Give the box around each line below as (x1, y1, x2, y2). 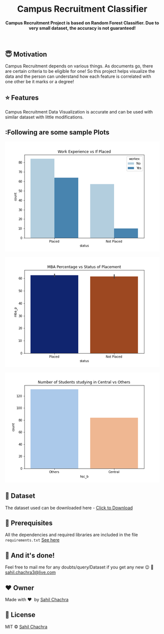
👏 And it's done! (5, 551, 55, 560)
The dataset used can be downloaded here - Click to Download (5, 505, 133, 511)
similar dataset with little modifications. (5, 114, 84, 120)
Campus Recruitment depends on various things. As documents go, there (5, 63, 153, 69)
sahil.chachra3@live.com (5, 569, 56, 575)
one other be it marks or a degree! (5, 79, 74, 85)
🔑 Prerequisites (5, 519, 53, 527)
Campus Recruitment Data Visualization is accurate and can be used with (5, 109, 153, 115)
